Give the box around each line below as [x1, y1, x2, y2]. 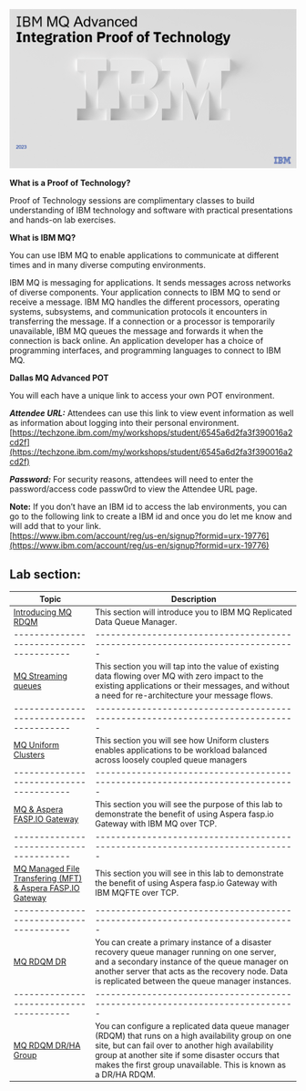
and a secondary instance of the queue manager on [95, 956, 289, 967]
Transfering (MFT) [13, 872, 83, 884]
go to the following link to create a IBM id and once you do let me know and [9, 511, 292, 522]
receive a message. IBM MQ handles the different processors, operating [9, 296, 280, 307]
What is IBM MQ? [9, 233, 76, 244]
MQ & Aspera [13, 804, 64, 815]
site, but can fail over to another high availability [95, 1040, 274, 1051]
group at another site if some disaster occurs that [95, 1049, 280, 1060]
